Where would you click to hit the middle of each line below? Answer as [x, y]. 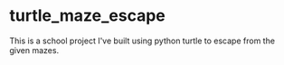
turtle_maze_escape [87, 16]
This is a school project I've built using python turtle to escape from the [142, 41]
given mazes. [34, 50]
